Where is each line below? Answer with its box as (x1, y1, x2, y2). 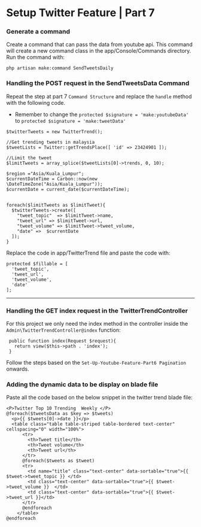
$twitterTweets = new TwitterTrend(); (6, 129, 103, 135)
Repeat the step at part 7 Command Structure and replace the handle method (6, 93, 193, 100)
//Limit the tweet (6, 155, 52, 161)
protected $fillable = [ (6, 261, 68, 266)
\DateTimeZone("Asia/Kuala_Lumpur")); (6, 181, 103, 187)
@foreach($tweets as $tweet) (22, 458, 95, 464)
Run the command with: (6, 54, 65, 61)
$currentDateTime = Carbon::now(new (6, 175, 98, 182)
